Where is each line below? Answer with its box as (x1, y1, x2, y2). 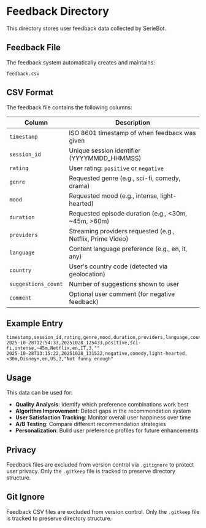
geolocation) (69, 270, 106, 278)
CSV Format (6, 87, 54, 98)
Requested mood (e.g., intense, (69, 192, 159, 200)
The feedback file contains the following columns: (6, 103, 133, 111)
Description (115, 118, 150, 126)
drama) (69, 181, 90, 190)
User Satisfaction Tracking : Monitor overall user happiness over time (15, 414, 191, 421)
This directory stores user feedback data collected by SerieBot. (6, 25, 167, 32)
